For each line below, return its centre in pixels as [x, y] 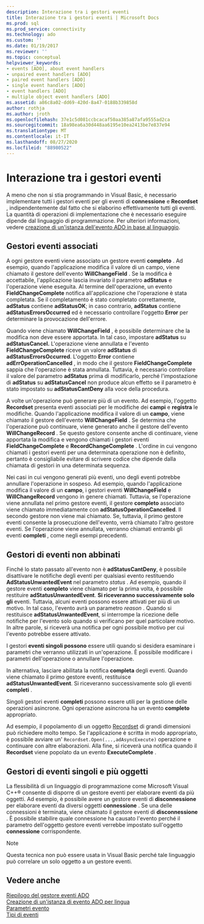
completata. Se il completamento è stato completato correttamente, [91, 299]
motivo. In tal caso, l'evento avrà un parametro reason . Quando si [89, 608]
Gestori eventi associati [52, 246]
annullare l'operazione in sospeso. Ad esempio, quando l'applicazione [94, 484]
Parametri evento [28, 908]
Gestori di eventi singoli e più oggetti [77, 772]
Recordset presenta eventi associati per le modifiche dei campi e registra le [102, 407]
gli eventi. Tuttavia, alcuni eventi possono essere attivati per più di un [93, 602]
